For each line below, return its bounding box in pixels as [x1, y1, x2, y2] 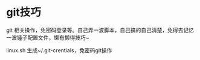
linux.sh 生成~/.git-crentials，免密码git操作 [6, 46, 112, 54]
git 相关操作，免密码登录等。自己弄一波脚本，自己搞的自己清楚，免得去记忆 [6, 26, 195, 34]
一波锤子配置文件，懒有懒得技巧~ [6, 34, 89, 41]
